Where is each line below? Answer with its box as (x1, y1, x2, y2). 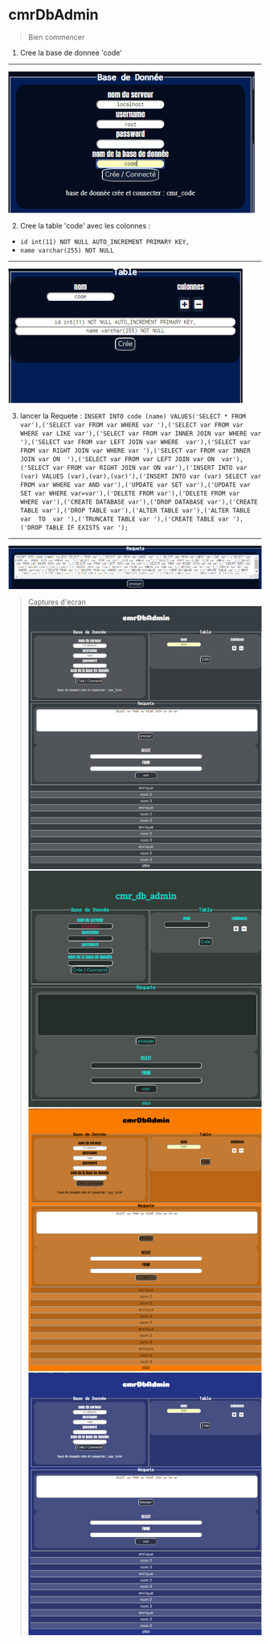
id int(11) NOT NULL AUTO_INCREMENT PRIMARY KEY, (19, 237, 190, 246)
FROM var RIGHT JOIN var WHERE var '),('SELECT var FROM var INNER (19, 447, 251, 455)
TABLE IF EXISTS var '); (45, 523, 129, 532)
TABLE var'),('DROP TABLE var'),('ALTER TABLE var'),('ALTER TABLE (19, 506, 251, 514)
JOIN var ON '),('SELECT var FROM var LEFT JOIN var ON (19, 455, 215, 464)
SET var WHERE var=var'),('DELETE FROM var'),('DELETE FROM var (19, 489, 240, 497)
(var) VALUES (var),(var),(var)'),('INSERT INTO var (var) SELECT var (19, 472, 262, 480)
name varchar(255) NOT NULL (19, 246, 114, 254)
